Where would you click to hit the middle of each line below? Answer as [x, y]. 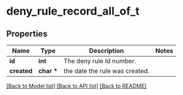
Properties [27, 34]
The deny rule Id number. [100, 61]
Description [106, 51]
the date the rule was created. [106, 71]
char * [48, 71]
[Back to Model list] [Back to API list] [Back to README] [77, 86]
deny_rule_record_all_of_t [73, 11]
